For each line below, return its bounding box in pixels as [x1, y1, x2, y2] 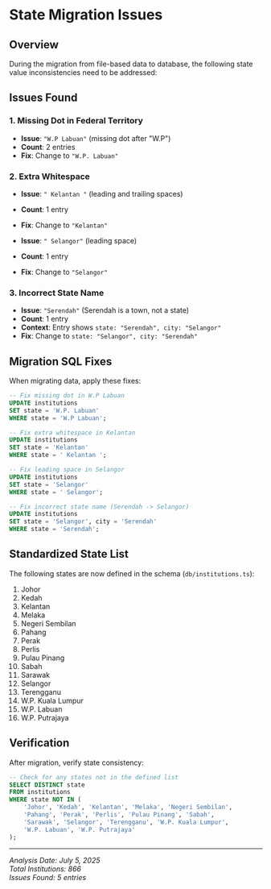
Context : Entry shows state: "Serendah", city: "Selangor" [20, 322, 222, 332]
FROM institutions [9, 788, 71, 796]
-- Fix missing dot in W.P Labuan [9, 392, 125, 400]
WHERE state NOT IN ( [9, 796, 82, 804]
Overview [9, 38, 60, 52]
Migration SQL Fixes [9, 355, 113, 368]
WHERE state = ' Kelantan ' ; [9, 451, 107, 459]
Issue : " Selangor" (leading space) [20, 235, 138, 245]
